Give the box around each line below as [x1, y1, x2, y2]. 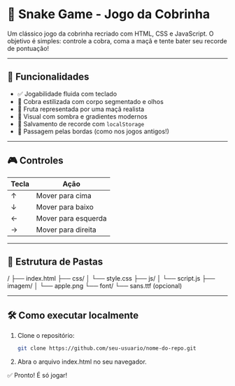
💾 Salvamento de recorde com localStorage [17, 119, 145, 128]
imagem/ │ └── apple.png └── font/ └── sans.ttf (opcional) [7, 282, 183, 290]
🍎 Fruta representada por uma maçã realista [17, 105, 145, 113]
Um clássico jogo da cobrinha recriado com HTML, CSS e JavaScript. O [7, 29, 215, 38]
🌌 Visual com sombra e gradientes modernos [17, 112, 148, 121]
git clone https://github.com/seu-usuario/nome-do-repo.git [17, 345, 197, 352]
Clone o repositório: [17, 332, 75, 340]
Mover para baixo [36, 202, 94, 211]
